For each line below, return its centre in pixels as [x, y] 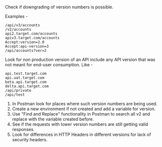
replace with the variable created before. [53, 119]
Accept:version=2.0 [25, 42]
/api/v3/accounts [23, 25]
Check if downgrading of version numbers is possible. [59, 7]
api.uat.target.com [25, 78]
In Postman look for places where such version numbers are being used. [85, 104]
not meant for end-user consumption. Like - [49, 65]
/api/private [18, 90]
